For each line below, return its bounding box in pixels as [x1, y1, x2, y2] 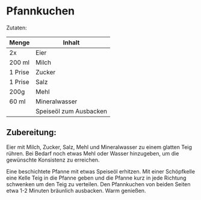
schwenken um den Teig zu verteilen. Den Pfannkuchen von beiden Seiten [6, 180, 191, 187]
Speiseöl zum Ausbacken [36, 107, 107, 115]
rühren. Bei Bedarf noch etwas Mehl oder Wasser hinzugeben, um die [6, 150, 179, 157]
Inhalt [63, 38, 80, 46]
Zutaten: [6, 24, 27, 31]
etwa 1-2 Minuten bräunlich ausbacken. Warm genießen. [6, 187, 146, 194]
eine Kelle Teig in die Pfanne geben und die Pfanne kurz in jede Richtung [6, 174, 187, 181]
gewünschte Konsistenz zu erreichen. [6, 156, 100, 163]
